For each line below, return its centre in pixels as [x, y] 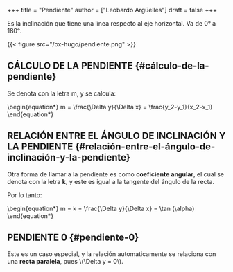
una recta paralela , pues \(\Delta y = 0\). [65, 262]
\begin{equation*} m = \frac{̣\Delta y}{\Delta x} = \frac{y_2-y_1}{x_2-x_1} [110, 107]
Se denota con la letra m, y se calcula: [62, 93]
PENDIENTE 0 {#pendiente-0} [73, 238]
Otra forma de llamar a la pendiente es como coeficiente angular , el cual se [116, 174]
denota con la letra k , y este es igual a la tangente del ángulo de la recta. [111, 181]
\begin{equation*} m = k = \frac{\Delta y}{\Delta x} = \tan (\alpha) [101, 208]
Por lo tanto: [25, 195]
